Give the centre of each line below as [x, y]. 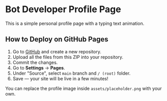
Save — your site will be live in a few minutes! [60, 78]
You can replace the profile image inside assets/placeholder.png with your [83, 88]
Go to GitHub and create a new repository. [57, 51]
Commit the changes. [35, 62]
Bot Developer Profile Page [63, 9]
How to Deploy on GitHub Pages [57, 39]
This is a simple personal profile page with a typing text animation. [75, 23]
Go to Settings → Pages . [39, 68]
